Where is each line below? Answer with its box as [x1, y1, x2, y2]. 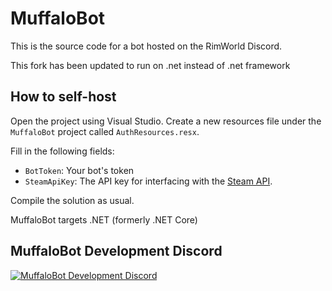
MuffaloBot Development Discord [10, 243, 223, 260]
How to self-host [10, 88, 117, 106]
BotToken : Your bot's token [24, 164, 135, 176]
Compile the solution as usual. [10, 194, 135, 206]
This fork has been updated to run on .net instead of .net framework [10, 59, 291, 71]
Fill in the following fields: [10, 145, 115, 157]
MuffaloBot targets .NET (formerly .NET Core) [10, 213, 198, 226]
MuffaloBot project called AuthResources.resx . [10, 125, 200, 137]
